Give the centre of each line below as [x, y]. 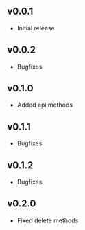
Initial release [36, 28]
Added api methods [45, 105]
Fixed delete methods [48, 220]
